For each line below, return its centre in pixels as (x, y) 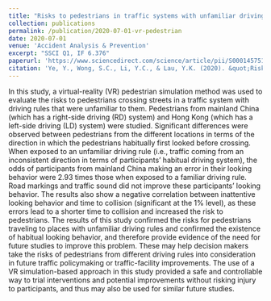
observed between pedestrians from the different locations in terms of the (132, 134)
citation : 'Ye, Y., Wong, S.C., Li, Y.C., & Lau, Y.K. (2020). (117, 69)
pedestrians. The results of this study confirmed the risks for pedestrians (130, 219)
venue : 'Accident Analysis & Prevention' (79, 46)
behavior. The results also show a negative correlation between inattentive (132, 194)
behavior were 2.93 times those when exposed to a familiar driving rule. (128, 177)
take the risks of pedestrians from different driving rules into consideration (132, 254)
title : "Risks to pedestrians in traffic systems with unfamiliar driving (137, 16)
